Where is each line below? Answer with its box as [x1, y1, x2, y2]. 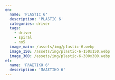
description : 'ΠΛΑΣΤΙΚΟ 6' [9, 68, 66, 73]
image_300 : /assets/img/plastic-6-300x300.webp [9, 53, 111, 59]
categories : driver [9, 21, 50, 26]
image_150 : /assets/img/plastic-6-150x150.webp [9, 49, 111, 54]
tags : [9, 26, 21, 31]
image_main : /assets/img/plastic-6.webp [9, 44, 95, 49]
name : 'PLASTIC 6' [9, 12, 48, 17]
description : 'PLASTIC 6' [9, 16, 64, 21]
